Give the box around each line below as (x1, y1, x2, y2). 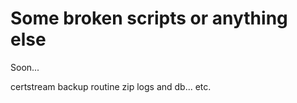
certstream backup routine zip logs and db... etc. (10, 80, 212, 92)
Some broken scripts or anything (10, 7, 288, 30)
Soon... (10, 61, 40, 73)
